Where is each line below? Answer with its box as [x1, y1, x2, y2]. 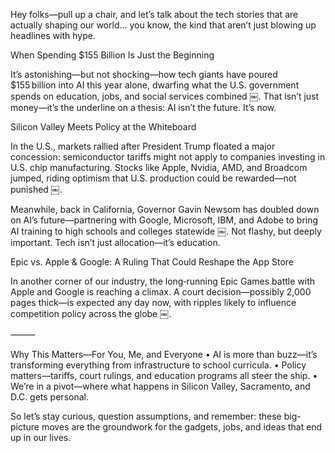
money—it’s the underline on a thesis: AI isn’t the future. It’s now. [10, 102, 277, 113]
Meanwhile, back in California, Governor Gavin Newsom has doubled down [10, 204, 320, 215]
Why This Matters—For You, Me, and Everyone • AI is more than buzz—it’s [10, 349, 318, 360]
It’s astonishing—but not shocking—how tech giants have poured [10, 69, 278, 80]
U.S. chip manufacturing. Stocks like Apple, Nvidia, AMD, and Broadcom [10, 162, 308, 173]
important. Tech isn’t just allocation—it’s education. [10, 237, 221, 248]
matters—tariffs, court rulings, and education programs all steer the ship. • [10, 370, 318, 381]
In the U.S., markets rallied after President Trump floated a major [10, 140, 276, 152]
